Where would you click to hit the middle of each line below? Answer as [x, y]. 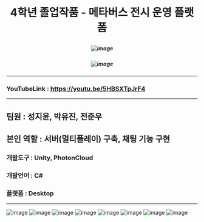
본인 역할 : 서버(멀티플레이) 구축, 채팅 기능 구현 [88, 139]
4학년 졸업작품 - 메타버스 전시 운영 [91, 13]
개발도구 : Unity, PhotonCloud [50, 158]
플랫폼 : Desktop [30, 193]
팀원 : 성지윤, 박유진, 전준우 [54, 116]
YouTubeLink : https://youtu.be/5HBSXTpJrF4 [76, 89]
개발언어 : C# [25, 175]
